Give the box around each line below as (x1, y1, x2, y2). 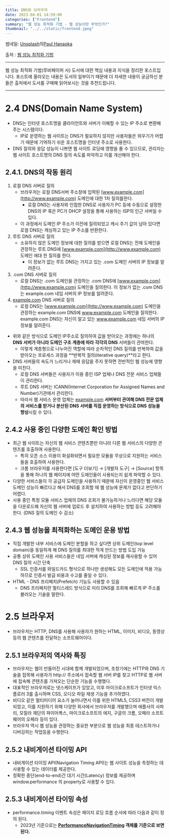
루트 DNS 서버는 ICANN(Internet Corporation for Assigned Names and (20, 384, 165, 390)
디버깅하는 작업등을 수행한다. (12, 729, 70, 735)
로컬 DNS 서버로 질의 (12, 182, 55, 188)
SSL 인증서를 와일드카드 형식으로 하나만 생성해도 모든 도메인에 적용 (20, 565, 153, 572)
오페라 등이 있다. (26, 716, 59, 722)
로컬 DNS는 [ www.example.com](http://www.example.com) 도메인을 (20, 303, 161, 309)
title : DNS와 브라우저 (5, 7, 48, 13)
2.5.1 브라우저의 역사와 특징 (5, 651, 86, 660)
